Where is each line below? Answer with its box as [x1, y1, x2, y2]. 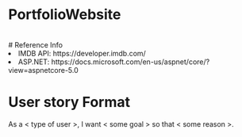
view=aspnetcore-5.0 [8, 65, 79, 74]
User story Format [8, 93, 131, 112]
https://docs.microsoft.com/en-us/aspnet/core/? [51, 57, 210, 67]
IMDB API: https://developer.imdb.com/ [18, 48, 147, 58]
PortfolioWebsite [8, 6, 121, 24]
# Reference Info [8, 40, 63, 49]
